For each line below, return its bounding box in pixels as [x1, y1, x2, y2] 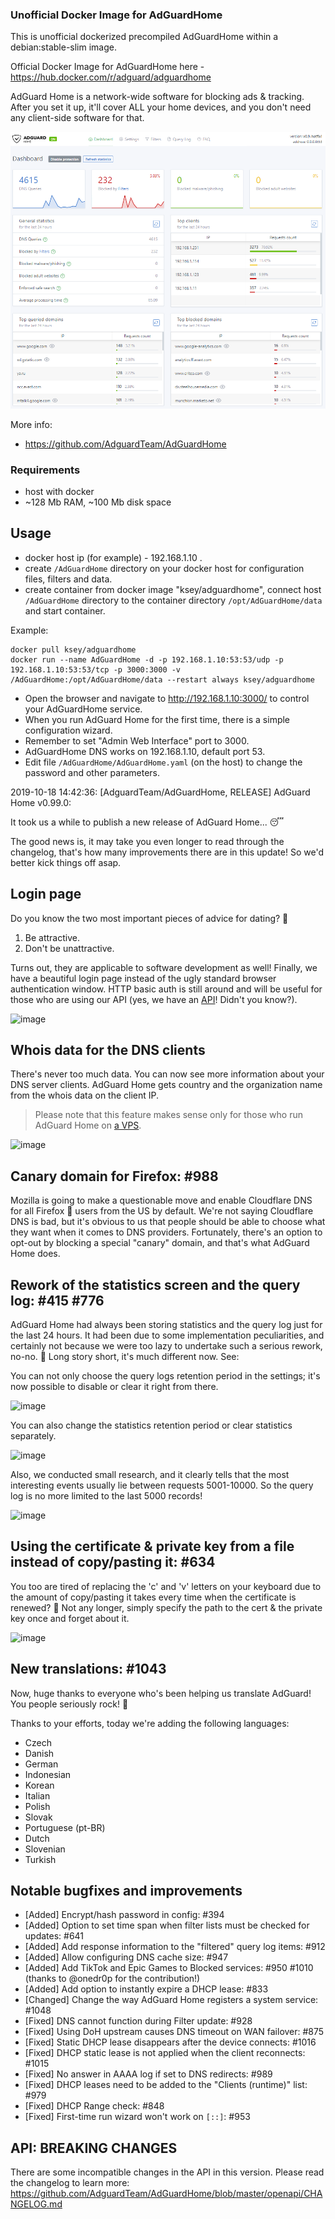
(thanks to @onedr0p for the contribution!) [24, 1973, 201, 1985]
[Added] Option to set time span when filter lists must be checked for [24, 1919, 310, 1932]
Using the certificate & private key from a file [10, 1538, 295, 1555]
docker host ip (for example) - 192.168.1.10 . [24, 551, 203, 563]
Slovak [24, 1811, 53, 1823]
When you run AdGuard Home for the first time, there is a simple [24, 713, 291, 725]
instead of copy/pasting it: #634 [10, 1554, 216, 1571]
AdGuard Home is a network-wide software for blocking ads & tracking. [10, 91, 305, 103]
